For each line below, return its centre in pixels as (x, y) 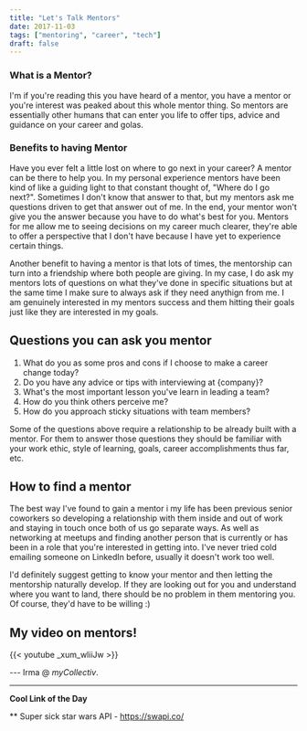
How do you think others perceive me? (95, 401)
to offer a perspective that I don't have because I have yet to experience (145, 236)
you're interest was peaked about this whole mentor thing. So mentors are (149, 105)
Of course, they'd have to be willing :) (80, 604)
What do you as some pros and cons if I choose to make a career (145, 363)
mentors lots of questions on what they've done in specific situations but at (151, 282)
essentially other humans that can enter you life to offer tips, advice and (145, 114)
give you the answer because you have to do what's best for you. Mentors (149, 217)
